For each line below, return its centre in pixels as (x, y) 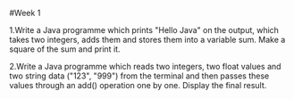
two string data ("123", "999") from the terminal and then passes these (139, 76)
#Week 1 (25, 13)
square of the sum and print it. (65, 49)
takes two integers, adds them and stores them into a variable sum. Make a (147, 40)
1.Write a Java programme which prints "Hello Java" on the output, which (144, 30)
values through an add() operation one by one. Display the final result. (138, 85)
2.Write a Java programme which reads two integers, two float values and (145, 66)
